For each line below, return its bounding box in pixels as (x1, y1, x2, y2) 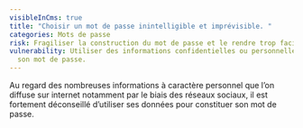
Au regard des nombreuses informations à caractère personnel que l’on (9, 80, 275, 90)
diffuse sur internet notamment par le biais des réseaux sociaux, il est (9, 89, 269, 100)
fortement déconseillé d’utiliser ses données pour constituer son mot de (9, 99, 277, 109)
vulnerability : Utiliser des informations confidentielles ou (9, 47, 248, 56)
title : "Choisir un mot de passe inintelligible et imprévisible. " (9, 22, 272, 31)
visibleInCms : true (9, 13, 83, 23)
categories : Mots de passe (9, 30, 111, 39)
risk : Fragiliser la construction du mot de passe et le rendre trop (9, 38, 277, 48)
